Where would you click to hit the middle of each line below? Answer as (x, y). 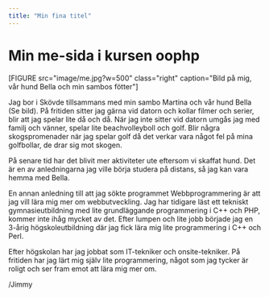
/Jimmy (21, 284)
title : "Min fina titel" (50, 16)
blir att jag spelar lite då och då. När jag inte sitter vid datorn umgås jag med (134, 119)
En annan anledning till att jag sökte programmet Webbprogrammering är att (134, 193)
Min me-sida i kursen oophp (104, 55)
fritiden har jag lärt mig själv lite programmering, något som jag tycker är (128, 260)
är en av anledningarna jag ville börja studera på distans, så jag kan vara (128, 169)
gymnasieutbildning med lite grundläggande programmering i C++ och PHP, (134, 210)
